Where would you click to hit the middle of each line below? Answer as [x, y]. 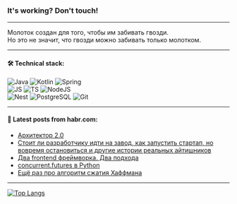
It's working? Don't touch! [53, 11]
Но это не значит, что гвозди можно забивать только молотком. [104, 40]
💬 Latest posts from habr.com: [53, 119]
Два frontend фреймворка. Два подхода [78, 157]
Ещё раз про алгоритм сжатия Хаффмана [80, 172]
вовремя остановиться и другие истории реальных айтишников [114, 150]
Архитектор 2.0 [41, 135]
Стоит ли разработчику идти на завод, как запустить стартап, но [115, 143]
